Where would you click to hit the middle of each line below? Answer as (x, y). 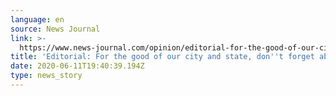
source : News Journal (55, 29)
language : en (37, 19)
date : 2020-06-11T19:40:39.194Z (77, 66)
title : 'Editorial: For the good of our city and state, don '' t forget (162, 57)
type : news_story (46, 76)
